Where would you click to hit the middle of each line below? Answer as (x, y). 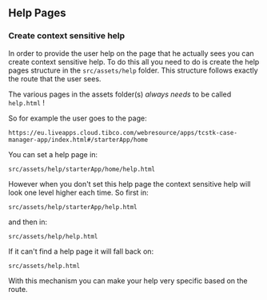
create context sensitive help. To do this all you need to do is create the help (134, 61)
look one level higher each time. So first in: (79, 192)
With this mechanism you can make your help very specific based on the (128, 280)
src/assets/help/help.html (53, 236)
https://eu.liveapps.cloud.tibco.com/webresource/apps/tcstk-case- (123, 132)
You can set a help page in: (53, 154)
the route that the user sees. (55, 78)
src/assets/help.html (44, 266)
